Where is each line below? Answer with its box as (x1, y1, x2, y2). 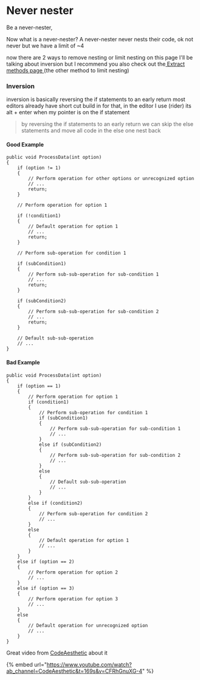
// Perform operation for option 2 (28, 569, 119, 575)
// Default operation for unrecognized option (28, 622, 148, 628)
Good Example (6, 141, 44, 148)
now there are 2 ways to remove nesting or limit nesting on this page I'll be (6, 54, 193, 61)
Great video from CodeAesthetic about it (6, 649, 108, 656)
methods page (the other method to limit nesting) (6, 66, 129, 74)
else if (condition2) (28, 500, 83, 506)
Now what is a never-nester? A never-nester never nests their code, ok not (6, 35, 193, 43)
